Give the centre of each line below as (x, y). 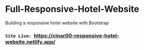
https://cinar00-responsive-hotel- (77, 36)
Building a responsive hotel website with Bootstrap (57, 23)
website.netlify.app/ (30, 42)
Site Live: (18, 36)
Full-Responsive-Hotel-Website (72, 9)
